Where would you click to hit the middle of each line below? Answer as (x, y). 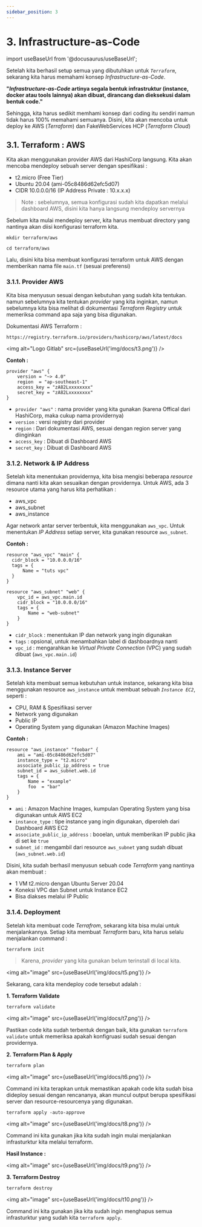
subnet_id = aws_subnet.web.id (57, 771)
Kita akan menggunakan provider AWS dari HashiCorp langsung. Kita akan (99, 160)
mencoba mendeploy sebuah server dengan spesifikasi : (77, 166)
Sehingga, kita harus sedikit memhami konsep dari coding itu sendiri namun (101, 113)
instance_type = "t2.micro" (52, 760)
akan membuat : (26, 872)
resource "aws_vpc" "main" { (43, 554)
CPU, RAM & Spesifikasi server (54, 708)
